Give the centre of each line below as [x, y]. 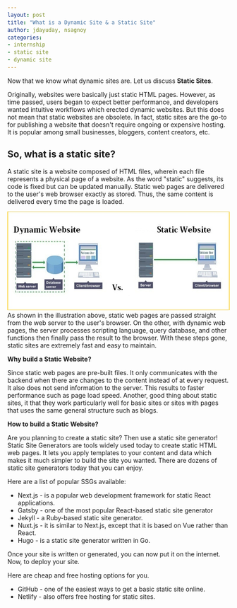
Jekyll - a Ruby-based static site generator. [80, 517]
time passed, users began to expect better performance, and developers [113, 102]
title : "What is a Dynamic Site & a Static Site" [82, 22]
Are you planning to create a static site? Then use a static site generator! [113, 437]
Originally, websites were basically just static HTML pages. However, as [111, 94]
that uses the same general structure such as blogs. [83, 410]
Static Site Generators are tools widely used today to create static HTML [112, 445]
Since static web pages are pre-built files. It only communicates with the [112, 372]
